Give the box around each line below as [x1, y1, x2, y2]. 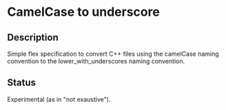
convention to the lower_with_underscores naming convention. [7, 57, 185, 65]
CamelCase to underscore [7, 4, 160, 20]
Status [7, 77, 37, 89]
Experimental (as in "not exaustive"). [7, 95, 111, 103]
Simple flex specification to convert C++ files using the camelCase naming [7, 49, 219, 58]
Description [7, 32, 59, 43]
